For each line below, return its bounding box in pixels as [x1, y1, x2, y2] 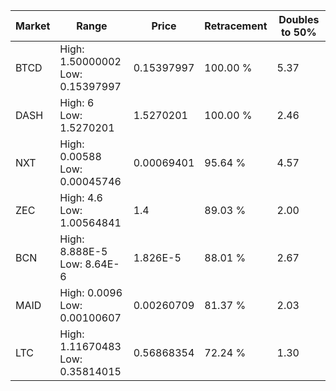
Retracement [204, 19, 268, 33]
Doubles [278, 13, 320, 26]
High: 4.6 [59, 191, 103, 204]
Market [15, 19, 51, 33]
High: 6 [59, 96, 95, 109]
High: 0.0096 [59, 286, 123, 299]
